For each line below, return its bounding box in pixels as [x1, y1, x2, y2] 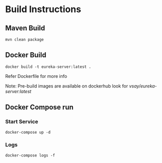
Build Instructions [5, 4, 82, 15]
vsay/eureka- [129, 83, 157, 89]
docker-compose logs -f [5, 153, 56, 158]
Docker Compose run [5, 103, 74, 112]
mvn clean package [5, 37, 44, 42]
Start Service [5, 118, 39, 125]
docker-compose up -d [5, 130, 51, 135]
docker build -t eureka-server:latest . [5, 64, 92, 69]
